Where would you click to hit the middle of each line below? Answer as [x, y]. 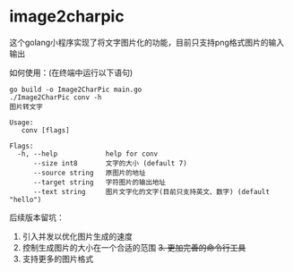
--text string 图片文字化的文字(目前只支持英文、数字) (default [151, 191]
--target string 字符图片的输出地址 [99, 182]
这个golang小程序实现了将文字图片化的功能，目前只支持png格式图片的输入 [147, 42]
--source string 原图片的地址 [89, 173]
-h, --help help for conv [88, 154]
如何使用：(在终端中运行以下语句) [71, 72]
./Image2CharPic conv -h [56, 97]
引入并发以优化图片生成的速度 [77, 236]
